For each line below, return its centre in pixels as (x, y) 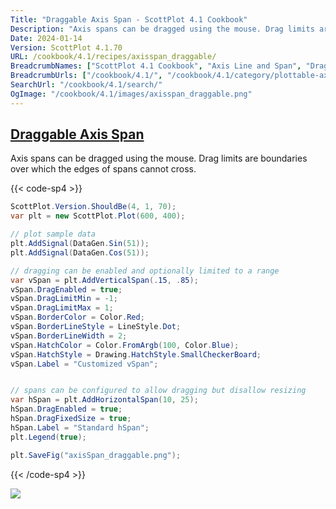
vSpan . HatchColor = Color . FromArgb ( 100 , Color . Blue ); (125, 345)
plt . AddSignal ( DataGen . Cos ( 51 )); (80, 252)
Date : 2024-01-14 (46, 38)
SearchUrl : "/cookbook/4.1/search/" (86, 85)
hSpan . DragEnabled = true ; (66, 409)
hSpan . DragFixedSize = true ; (71, 419)
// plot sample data (53, 234)
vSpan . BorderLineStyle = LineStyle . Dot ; (96, 327)
